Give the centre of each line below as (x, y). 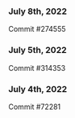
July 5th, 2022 (37, 50)
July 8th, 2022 (37, 11)
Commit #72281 (35, 107)
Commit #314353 (37, 68)
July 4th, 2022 (38, 89)
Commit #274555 (37, 29)
